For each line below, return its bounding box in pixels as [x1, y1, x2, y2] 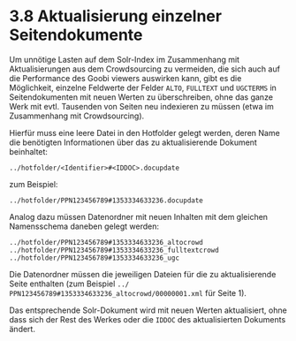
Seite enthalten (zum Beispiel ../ [9, 278, 130, 289]
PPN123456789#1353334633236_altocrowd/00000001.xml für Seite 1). [9, 287, 247, 298]
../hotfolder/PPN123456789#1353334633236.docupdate [9, 196, 203, 205]
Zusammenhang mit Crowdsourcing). [9, 110, 145, 121]
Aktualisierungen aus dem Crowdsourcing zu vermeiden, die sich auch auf [9, 64, 281, 74]
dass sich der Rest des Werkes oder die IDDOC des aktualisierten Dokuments [9, 314, 286, 324]
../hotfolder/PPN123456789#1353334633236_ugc [9, 254, 179, 262]
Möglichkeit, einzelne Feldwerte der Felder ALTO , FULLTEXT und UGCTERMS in [9, 82, 277, 93]
